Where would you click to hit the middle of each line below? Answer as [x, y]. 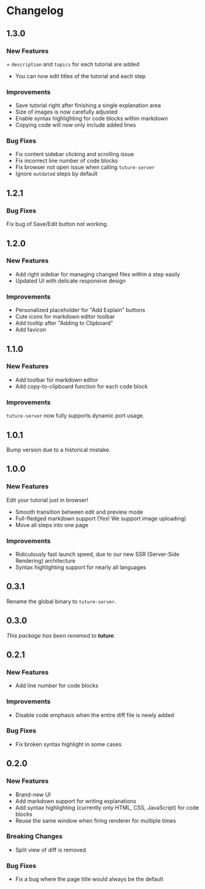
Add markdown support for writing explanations [75, 801]
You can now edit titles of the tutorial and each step [80, 76]
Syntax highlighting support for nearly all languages [80, 567]
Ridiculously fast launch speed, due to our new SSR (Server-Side [97, 554]
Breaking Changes [35, 836]
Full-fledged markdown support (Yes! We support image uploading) [101, 518]
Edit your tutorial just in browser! [48, 500]
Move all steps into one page [52, 525]
